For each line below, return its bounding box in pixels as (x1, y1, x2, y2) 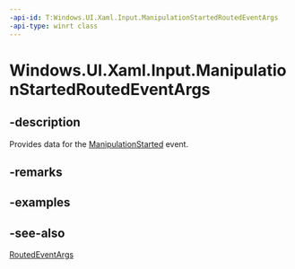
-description (9, 115, 81, 130)
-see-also (9, 225, 65, 240)
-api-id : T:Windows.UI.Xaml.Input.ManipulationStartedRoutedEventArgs (9, 13, 279, 22)
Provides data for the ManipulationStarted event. (9, 138, 189, 149)
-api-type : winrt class (9, 22, 99, 30)
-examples (9, 195, 71, 211)
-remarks (9, 164, 63, 179)
